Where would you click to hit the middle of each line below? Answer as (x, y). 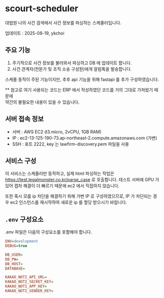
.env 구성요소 (24, 219)
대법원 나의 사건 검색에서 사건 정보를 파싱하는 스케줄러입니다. (63, 23)
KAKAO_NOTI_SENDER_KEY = (29, 291)
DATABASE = (15, 268)
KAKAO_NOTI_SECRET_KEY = (29, 282)
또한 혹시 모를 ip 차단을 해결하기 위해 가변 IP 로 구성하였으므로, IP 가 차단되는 (78, 196)
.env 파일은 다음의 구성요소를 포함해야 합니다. (48, 232)
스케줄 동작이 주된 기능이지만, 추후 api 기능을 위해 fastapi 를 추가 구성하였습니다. (82, 79)
